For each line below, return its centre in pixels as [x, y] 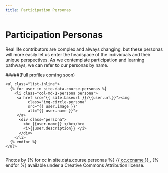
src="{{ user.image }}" [53, 106]
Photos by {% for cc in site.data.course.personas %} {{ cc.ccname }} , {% [82, 160]
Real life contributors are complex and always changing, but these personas [84, 49]
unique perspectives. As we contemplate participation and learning [75, 60]
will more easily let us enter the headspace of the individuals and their [78, 54]
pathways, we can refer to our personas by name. [57, 65]
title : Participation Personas [38, 10]
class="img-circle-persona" [57, 102]
